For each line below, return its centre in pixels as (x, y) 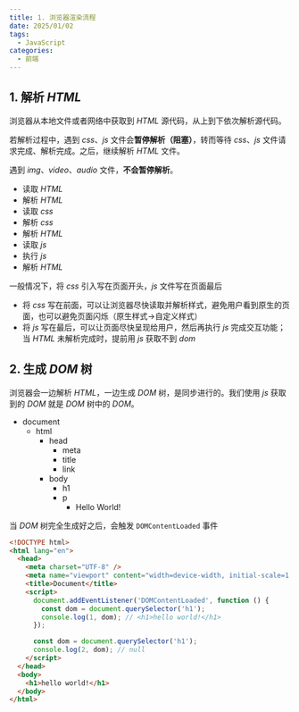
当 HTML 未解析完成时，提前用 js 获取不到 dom (109, 338)
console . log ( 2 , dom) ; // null (89, 650)
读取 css (37, 211)
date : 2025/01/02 (42, 26)
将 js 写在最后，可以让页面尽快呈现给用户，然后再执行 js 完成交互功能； (154, 327)
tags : (19, 34)
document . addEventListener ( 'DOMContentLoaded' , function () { (151, 600)
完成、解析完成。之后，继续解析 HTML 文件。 (100, 151)
